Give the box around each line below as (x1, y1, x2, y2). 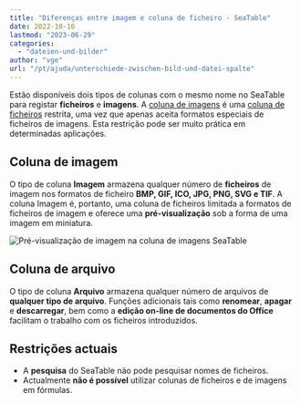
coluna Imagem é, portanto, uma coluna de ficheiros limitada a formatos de (9, 198, 292, 209)
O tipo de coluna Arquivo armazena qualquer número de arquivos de (9, 285, 269, 296)
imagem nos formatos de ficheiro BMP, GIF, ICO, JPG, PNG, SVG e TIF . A (9, 188, 283, 199)
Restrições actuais (9, 341, 119, 356)
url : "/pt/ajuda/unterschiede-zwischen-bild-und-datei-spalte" (9, 65, 255, 74)
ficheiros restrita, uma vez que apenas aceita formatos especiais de (9, 108, 265, 119)
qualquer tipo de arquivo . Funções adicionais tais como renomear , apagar (9, 295, 292, 306)
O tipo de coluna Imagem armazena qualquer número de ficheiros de (9, 179, 272, 190)
